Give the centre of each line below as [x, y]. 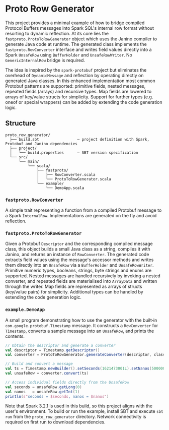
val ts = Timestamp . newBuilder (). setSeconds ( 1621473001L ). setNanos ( [78, 368]
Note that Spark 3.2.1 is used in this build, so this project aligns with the [79, 406]
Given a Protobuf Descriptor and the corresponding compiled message [79, 244]
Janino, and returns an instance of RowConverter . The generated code [77, 255]
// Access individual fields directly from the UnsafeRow [67, 382]
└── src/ [19, 157]
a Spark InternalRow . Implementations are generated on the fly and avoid [81, 216]
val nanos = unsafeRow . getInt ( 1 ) [43, 392]
